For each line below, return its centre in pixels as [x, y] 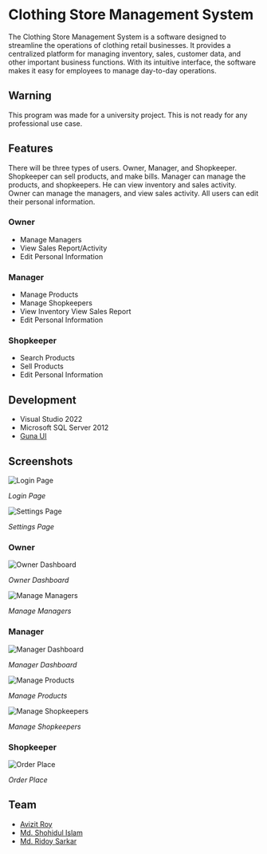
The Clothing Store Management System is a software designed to [118, 37]
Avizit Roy [36, 824]
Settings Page [31, 527]
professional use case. [45, 123]
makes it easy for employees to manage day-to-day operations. [112, 70]
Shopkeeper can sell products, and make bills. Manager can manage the [127, 176]
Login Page [27, 496]
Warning [30, 96]
